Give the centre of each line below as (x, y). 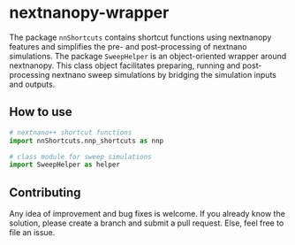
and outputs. (32, 84)
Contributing (45, 192)
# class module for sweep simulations (80, 157)
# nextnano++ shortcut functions (71, 132)
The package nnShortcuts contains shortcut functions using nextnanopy (140, 37)
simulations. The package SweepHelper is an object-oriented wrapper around (148, 56)
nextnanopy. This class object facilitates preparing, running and (125, 65)
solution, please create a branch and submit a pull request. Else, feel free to (147, 223)
